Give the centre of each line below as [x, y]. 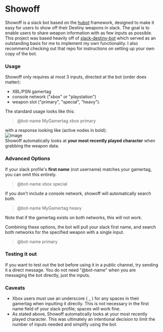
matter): [13, 82]
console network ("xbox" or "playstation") [54, 97]
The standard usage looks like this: [40, 111]
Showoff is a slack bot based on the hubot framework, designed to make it [80, 22]
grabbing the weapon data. [32, 146]
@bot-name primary [37, 241]
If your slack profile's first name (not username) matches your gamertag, [78, 169]
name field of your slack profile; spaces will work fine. [66, 309]
